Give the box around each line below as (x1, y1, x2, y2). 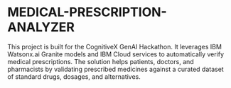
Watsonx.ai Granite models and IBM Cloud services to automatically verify (7, 50, 225, 58)
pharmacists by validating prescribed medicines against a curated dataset (7, 65, 224, 73)
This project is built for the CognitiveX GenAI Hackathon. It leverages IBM (7, 42, 222, 51)
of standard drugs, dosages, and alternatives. (7, 72, 141, 81)
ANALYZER (7, 19, 75, 35)
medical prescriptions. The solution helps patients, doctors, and (7, 57, 194, 65)
